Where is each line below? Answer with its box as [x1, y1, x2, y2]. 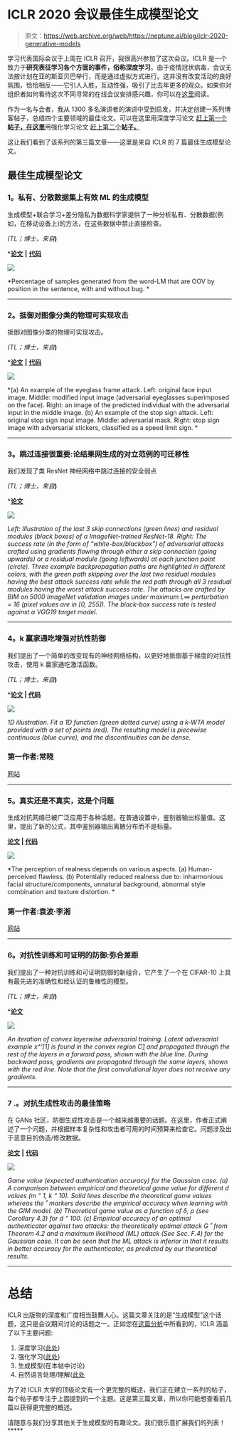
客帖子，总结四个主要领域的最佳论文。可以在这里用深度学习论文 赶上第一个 [7, 113, 228, 122]
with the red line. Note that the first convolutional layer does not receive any [7, 1065, 230, 1074]
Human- [188, 865, 213, 873]
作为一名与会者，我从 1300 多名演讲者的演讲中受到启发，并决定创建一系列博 [7, 105, 231, 113]
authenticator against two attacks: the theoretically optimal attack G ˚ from [7, 1222, 228, 1230]
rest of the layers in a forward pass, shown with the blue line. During [7, 1049, 208, 1058]
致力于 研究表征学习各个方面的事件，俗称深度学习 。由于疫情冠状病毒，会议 [7, 63, 225, 71]
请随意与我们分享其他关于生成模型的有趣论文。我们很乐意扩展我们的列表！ [7, 1418, 225, 1427]
